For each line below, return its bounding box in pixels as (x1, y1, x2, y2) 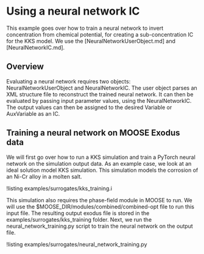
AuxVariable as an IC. (6, 110, 60, 117)
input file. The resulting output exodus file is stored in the (6, 209, 150, 217)
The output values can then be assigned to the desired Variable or (6, 104, 172, 111)
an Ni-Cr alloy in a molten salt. (6, 172, 82, 180)
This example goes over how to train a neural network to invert (6, 24, 164, 32)
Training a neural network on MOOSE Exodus (6, 128, 180, 138)
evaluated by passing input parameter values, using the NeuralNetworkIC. (6, 97, 192, 104)
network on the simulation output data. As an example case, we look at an (6, 160, 192, 167)
